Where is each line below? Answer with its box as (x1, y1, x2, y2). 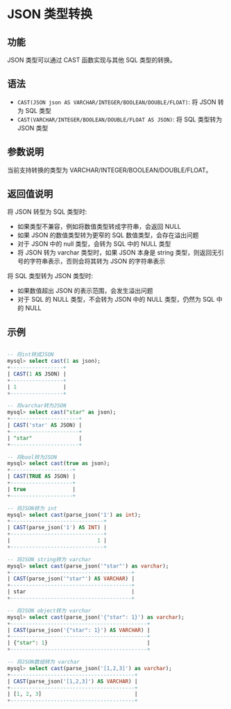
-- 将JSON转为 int (7, 504, 58, 512)
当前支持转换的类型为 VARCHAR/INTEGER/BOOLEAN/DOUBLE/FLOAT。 (7, 166, 212, 174)
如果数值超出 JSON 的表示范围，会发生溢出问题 (17, 287, 153, 295)
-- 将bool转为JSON (7, 454, 58, 461)
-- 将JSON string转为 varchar (7, 556, 92, 563)
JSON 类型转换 (7, 6, 93, 22)
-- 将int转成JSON (7, 351, 54, 358)
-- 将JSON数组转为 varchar (7, 658, 80, 665)
